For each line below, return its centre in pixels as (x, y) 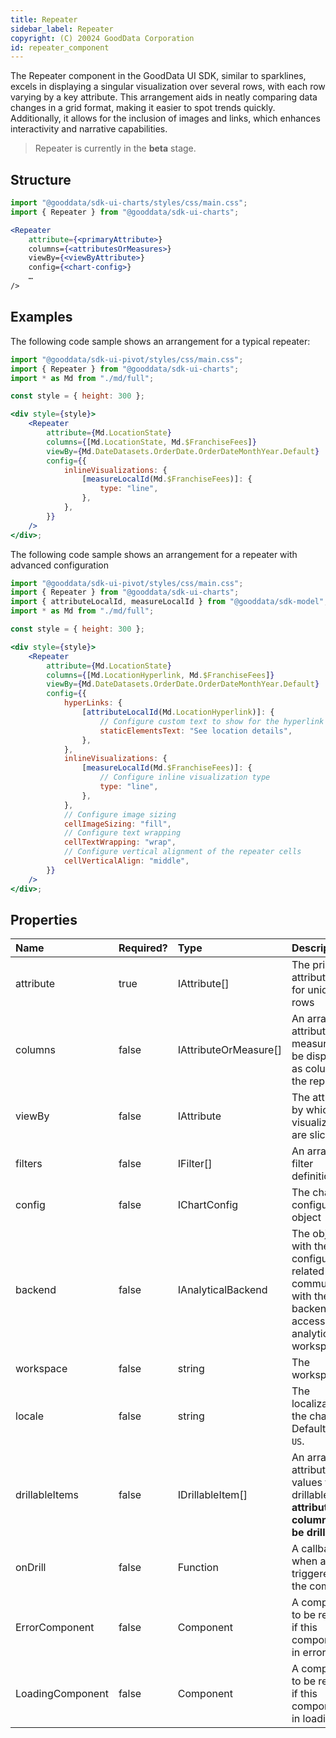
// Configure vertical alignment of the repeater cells (182, 852)
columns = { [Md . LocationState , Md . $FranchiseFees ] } (151, 442)
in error (309, 1653)
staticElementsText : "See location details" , (196, 731)
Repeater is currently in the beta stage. (115, 148)
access (308, 1321)
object (306, 1218)
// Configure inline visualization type (185, 777)
